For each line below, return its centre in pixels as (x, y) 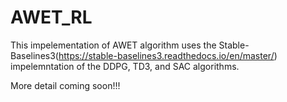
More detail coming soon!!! (65, 85)
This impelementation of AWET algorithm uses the (113, 45)
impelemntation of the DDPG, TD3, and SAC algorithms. (125, 66)
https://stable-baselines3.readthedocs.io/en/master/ (166, 55)
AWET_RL (51, 17)
